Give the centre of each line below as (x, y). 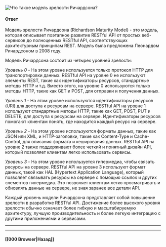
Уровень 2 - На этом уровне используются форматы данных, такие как (81, 131)
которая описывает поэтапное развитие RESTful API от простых (73, 35)
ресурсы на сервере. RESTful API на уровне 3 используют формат (75, 167)
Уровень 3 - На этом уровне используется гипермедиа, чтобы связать (80, 162)
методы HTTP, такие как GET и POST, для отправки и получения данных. (82, 91)
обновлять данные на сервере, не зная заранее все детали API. (73, 188)
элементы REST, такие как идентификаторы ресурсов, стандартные (77, 81)
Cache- (142, 136)
